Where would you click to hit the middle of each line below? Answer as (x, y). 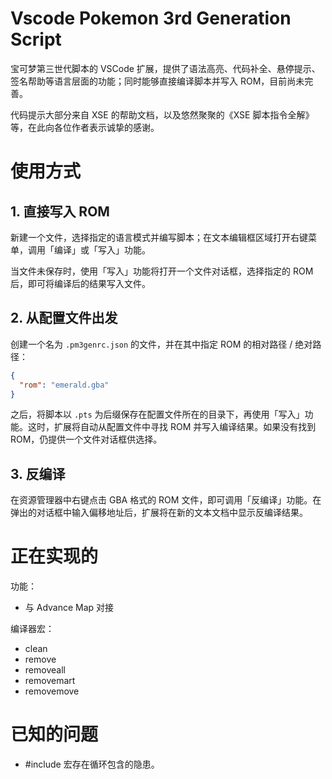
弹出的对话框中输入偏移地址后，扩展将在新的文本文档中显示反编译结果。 (159, 513)
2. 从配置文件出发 (64, 318)
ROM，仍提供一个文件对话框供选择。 (86, 439)
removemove (52, 691)
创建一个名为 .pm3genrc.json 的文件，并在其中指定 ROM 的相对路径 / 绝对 (161, 344)
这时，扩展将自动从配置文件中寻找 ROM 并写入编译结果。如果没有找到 (172, 427)
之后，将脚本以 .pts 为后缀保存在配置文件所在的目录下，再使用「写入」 (157, 414)
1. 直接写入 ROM (60, 211)
